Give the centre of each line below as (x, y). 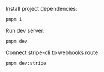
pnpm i (14, 20)
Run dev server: (25, 30)
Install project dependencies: (41, 9)
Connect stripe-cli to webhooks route (52, 52)
